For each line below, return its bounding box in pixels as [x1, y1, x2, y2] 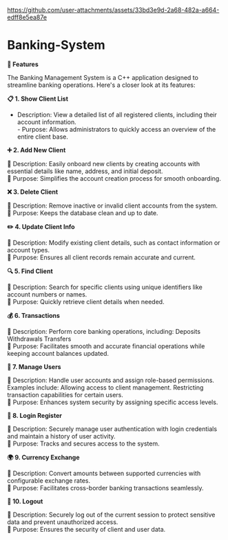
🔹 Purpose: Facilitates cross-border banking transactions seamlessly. [7, 483, 205, 492]
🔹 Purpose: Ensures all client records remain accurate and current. [7, 253, 196, 261]
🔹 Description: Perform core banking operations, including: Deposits [7, 327, 201, 335]
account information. [17, 117, 77, 126]
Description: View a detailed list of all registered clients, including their [17, 110, 217, 119]
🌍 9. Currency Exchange [7, 453, 81, 461]
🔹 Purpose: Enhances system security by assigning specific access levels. [7, 398, 218, 406]
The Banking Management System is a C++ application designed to [7, 73, 198, 81]
